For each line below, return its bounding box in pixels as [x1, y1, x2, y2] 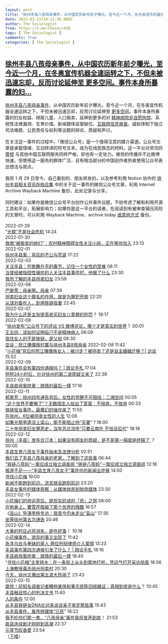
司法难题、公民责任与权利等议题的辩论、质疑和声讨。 [5, 127, 115, 133]
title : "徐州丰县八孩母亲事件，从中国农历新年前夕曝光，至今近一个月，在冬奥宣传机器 [5, 12, 161, 17]
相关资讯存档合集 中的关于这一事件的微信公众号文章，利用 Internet [18, 181, 155, 187]
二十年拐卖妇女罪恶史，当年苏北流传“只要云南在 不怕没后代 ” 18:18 [5, 425, 140, 431]
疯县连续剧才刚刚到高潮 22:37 [5, 620, 66, 626]
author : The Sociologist [5, 21, 57, 26]
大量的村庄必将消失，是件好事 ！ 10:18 [5, 528, 82, 534]
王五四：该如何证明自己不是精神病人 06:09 [5, 329, 93, 335]
